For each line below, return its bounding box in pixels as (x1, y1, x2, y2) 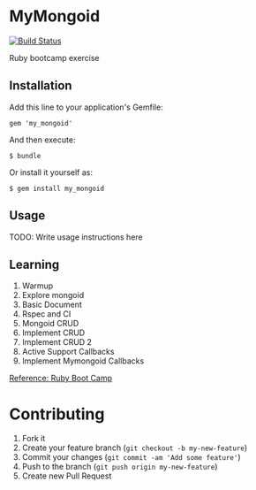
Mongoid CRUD (21, 318, 79, 329)
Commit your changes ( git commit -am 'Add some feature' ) (21, 452, 241, 463)
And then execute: (9, 134, 76, 145)
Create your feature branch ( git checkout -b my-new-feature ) (21, 442, 248, 453)
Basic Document (21, 299, 82, 310)
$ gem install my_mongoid (9, 184, 104, 193)
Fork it (21, 433, 46, 444)
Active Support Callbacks (21, 347, 115, 357)
